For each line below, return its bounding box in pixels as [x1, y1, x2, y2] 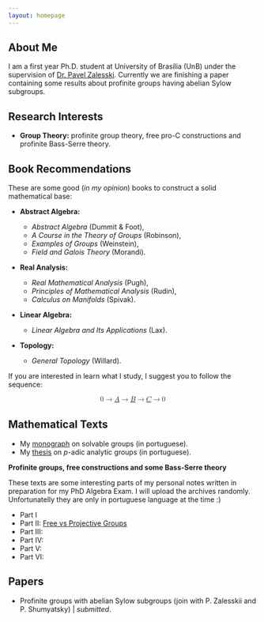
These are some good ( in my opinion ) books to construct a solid [8, 183, 217, 193]
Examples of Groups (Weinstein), [31, 239, 139, 249]
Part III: [19, 526, 43, 536]
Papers [8, 575, 44, 589]
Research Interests [8, 110, 104, 123]
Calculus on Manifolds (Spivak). [31, 295, 136, 304]
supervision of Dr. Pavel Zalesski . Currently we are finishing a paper [8, 70, 229, 80]
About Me [8, 41, 58, 55]
